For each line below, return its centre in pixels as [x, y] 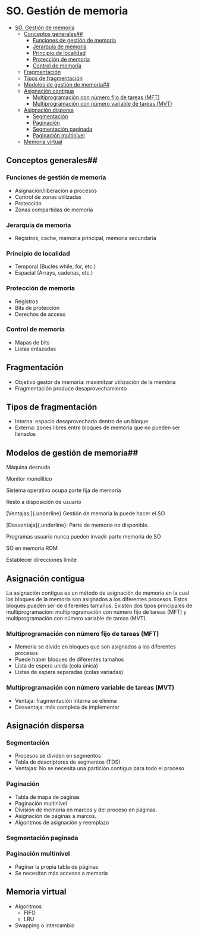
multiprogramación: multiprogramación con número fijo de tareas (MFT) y [96, 612]
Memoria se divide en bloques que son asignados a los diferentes [95, 647]
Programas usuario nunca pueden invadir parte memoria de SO [84, 537]
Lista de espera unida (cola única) [56, 666]
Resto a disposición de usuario [44, 502]
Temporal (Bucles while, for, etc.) [55, 266]
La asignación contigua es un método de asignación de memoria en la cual [98, 593]
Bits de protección [37, 307]
